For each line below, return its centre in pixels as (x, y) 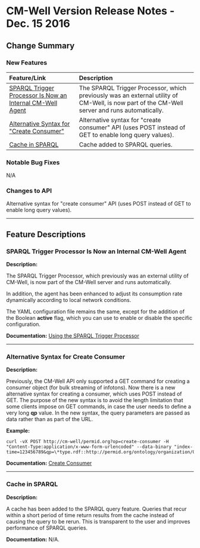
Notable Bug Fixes (33, 162)
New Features (27, 63)
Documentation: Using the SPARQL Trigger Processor (73, 336)
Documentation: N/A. (33, 539)
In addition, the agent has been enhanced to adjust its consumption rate (94, 294)
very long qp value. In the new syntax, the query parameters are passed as (98, 413)
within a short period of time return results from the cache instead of (90, 515)
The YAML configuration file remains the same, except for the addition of (96, 312)
